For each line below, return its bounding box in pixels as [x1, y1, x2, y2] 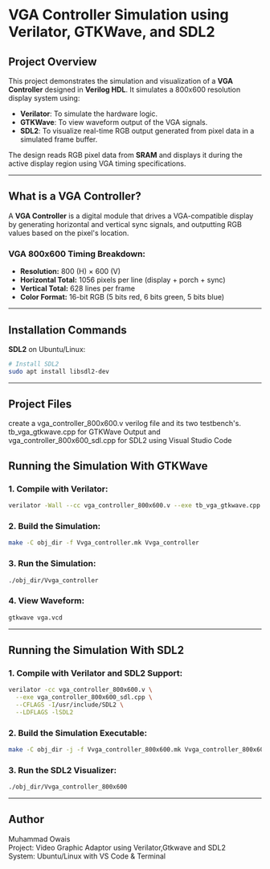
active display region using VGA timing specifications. [8, 159, 186, 168]
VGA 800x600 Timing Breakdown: [8, 248, 146, 259]
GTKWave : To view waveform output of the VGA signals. [19, 118, 208, 126]
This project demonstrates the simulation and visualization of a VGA [8, 77, 234, 85]
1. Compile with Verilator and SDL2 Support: [8, 667, 183, 678]
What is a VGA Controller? [8, 189, 142, 203]
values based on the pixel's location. [8, 228, 129, 238]
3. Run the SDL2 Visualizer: [8, 764, 117, 776]
